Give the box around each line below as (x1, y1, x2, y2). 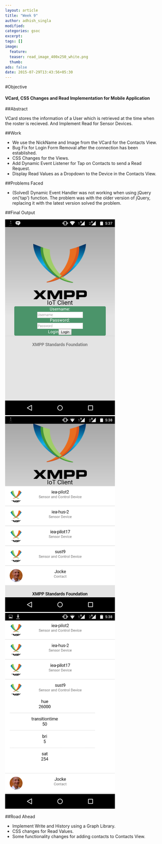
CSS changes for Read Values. (12, 828, 74, 834)
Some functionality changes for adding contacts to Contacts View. (12, 834, 145, 840)
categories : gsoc (5, 28, 40, 34)
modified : (5, 23, 25, 28)
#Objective (5, 84, 27, 90)
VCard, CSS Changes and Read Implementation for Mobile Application (5, 95, 150, 101)
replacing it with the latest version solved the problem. (12, 200, 121, 206)
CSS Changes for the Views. (12, 155, 69, 161)
